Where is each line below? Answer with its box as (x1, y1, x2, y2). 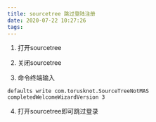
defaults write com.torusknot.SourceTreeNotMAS (7, 87, 150, 95)
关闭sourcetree (17, 59, 62, 67)
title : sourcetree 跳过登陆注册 (7, 10, 96, 18)
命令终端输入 (17, 73, 55, 82)
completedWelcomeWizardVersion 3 (7, 94, 105, 101)
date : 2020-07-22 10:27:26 (7, 17, 86, 24)
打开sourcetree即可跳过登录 (17, 107, 98, 116)
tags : (7, 23, 23, 30)
